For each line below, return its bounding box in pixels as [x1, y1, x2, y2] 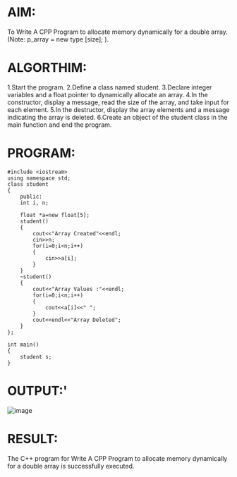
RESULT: [7, 430, 59, 447]
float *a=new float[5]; [20, 211, 90, 218]
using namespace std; [7, 174, 71, 182]
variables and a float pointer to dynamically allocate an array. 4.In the [7, 90, 208, 99]
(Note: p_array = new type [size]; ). [7, 35, 109, 43]
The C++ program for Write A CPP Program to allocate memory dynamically [7, 454, 228, 462]
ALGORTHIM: [7, 60, 87, 76]
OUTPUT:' [7, 383, 68, 399]
